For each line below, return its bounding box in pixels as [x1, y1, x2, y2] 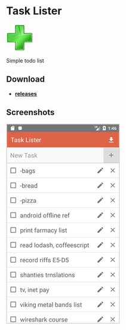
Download [6, 74, 45, 85]
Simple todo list [6, 57, 45, 64]
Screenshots [6, 107, 55, 117]
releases [14, 90, 37, 97]
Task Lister [6, 4, 62, 18]
